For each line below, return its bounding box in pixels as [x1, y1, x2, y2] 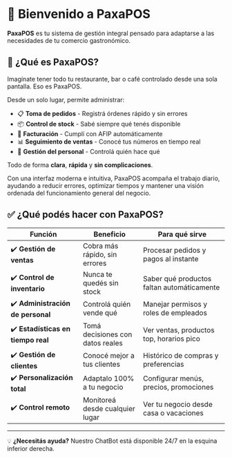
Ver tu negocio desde [142, 399, 213, 409]
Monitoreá [82, 395, 116, 405]
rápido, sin [82, 249, 117, 259]
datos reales [82, 338, 123, 347]
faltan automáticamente [142, 283, 220, 292]
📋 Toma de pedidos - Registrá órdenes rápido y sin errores [17, 109, 188, 117]
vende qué [82, 308, 117, 318]
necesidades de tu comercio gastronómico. [7, 36, 131, 44]
